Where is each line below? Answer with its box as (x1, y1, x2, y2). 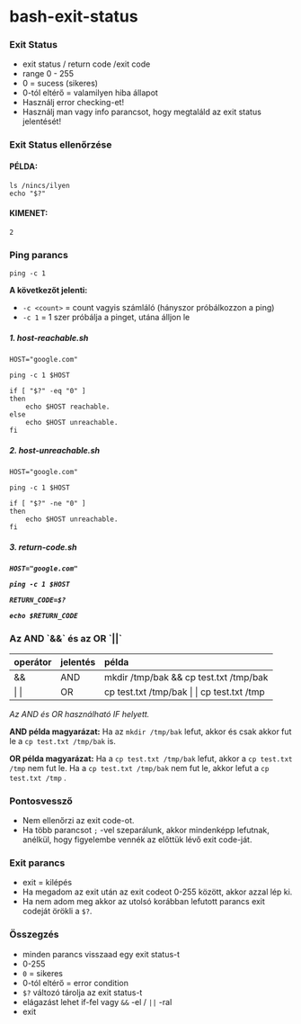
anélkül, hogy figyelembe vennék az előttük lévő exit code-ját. (22, 834, 252, 845)
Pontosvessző (9, 795, 74, 807)
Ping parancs (9, 248, 69, 261)
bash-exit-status (9, 6, 138, 27)
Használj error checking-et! (22, 97, 124, 108)
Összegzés (9, 929, 60, 941)
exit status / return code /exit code (22, 58, 151, 69)
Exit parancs (9, 857, 66, 869)
